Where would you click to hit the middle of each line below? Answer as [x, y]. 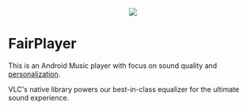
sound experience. [39, 97]
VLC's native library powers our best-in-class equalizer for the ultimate [124, 89]
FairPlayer [42, 44]
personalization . [34, 74]
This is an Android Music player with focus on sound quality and [113, 65]
